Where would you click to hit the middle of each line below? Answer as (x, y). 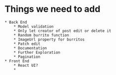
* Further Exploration (37, 52)
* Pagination (27, 57)
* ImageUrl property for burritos (49, 39)
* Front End (17, 61)
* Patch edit (27, 44)
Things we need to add (53, 9)
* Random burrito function (41, 35)
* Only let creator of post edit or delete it (62, 31)
